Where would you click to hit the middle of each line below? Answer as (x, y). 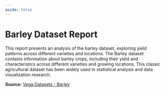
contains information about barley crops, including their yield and (72, 59)
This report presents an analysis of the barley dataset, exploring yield (76, 48)
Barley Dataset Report (51, 34)
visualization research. (28, 75)
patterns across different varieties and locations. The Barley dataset (74, 53)
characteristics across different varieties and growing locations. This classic (83, 64)
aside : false (19, 10)
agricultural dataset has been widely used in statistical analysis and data (79, 69)
